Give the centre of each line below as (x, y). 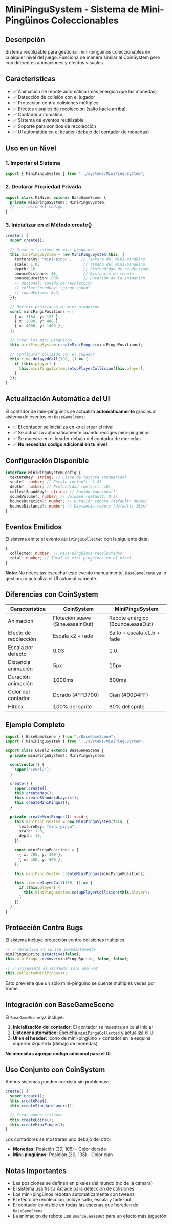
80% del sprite (127, 706)
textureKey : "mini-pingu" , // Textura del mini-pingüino (80, 259)
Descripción (25, 39)
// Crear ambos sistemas (36, 1115)
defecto (17, 654)
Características (30, 79)
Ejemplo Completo (35, 724)
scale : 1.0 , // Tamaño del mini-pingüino (80, 264)
